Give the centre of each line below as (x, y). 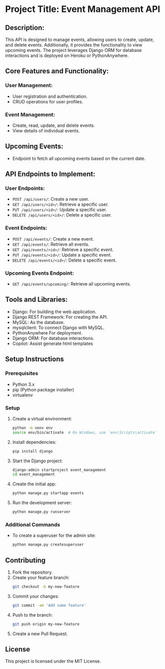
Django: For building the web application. (54, 312)
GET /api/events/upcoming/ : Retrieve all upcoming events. (72, 284)
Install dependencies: (34, 442)
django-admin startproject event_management (59, 470)
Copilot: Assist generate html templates (53, 343)
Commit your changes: (36, 596)
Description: (25, 28)
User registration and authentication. (50, 96)
